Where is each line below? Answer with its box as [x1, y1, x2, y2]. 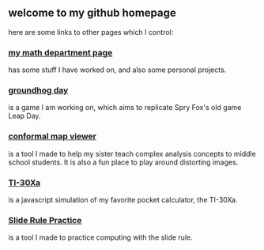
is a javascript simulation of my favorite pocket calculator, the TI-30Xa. [8, 195, 238, 204]
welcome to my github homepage [8, 6, 176, 20]
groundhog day [8, 85, 69, 96]
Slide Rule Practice [8, 214, 82, 225]
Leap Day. [8, 111, 41, 121]
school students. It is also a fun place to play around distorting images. [8, 157, 239, 167]
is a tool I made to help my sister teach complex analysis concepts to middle [8, 149, 257, 158]
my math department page [8, 47, 113, 58]
